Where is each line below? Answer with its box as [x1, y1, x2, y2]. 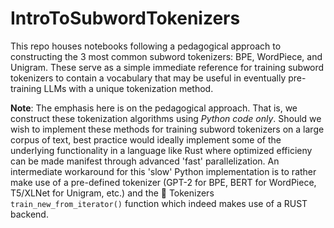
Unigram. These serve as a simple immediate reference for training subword [10, 61, 325, 73]
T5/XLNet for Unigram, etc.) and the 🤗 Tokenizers [10, 187, 215, 199]
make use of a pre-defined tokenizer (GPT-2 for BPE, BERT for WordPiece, [10, 176, 317, 188]
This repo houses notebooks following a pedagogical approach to [10, 40, 282, 52]
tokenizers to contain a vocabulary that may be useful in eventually [10, 72, 287, 84]
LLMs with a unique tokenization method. [43, 82, 214, 94]
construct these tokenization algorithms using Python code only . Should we [10, 112, 322, 124]
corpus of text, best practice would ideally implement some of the [10, 133, 282, 146]
